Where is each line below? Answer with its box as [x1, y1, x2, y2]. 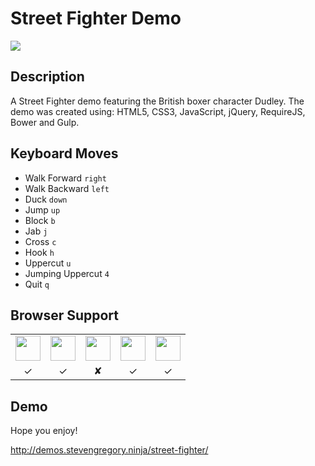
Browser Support [10, 307, 120, 324]
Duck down [24, 193, 68, 205]
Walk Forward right [24, 172, 107, 184]
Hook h [24, 246, 55, 258]
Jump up [24, 203, 61, 216]
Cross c [24, 235, 57, 247]
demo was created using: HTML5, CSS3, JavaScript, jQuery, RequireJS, [10, 105, 306, 117]
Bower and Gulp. [10, 116, 80, 128]
